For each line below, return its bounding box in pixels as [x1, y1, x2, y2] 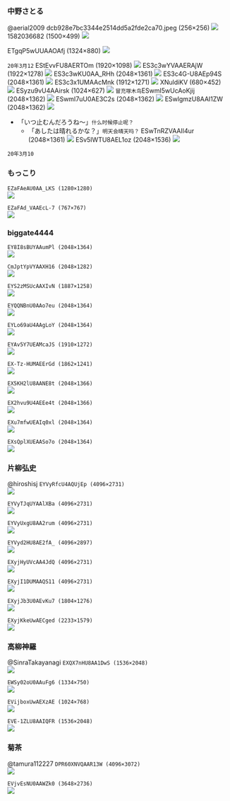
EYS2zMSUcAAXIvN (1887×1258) [7, 282, 93, 289]
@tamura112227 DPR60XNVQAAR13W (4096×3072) [7, 759, 141, 768]
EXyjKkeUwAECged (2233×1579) [7, 617, 93, 624]
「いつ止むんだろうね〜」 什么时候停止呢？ [17, 118, 134, 127]
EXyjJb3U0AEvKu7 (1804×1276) [7, 598, 93, 605]
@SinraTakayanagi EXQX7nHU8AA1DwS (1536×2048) [7, 658, 148, 667]
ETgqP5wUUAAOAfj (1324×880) [7, 47, 101, 55]
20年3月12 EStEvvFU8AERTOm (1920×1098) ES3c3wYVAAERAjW [7, 62, 203, 70]
